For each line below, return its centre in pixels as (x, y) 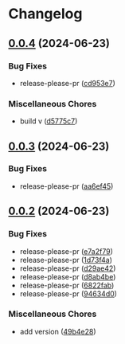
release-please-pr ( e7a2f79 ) (66, 251)
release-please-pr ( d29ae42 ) (68, 268)
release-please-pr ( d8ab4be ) (68, 276)
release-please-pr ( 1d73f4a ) (66, 260)
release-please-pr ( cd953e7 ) (67, 83)
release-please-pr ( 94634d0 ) (68, 293)
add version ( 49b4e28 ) (58, 331)
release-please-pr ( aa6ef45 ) (66, 186)
